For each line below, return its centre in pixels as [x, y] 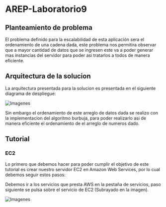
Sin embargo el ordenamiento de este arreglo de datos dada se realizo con [82, 112]
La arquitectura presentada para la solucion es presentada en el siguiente [81, 88]
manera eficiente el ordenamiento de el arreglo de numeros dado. [73, 123]
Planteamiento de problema [49, 28]
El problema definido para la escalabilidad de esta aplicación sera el [75, 39]
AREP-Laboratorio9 [46, 9]
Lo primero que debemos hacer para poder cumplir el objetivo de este [77, 164]
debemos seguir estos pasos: [35, 175]
